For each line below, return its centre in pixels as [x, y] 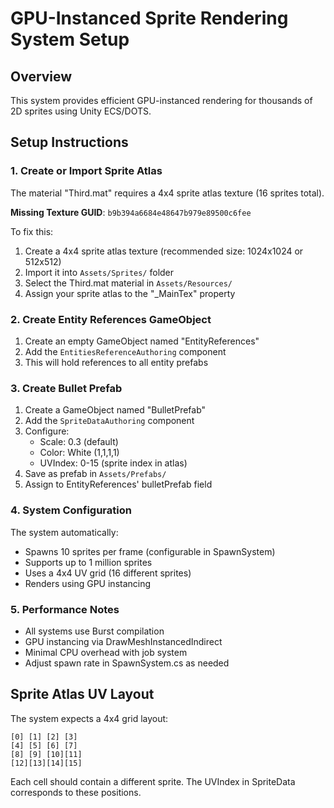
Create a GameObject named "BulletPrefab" [115, 410]
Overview [41, 76]
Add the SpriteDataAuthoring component [109, 421]
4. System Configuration [71, 510]
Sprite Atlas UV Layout [82, 694]
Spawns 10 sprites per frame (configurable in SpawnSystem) [150, 551]
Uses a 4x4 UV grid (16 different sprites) [108, 573]
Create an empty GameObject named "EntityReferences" [142, 341]
